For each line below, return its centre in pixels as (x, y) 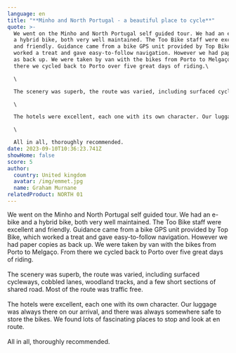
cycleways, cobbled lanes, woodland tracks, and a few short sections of (112, 281)
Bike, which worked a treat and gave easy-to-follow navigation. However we (118, 237)
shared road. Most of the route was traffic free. (75, 289)
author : (19, 168)
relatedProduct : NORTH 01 (45, 195)
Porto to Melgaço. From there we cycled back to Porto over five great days (115, 252)
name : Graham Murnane (45, 188)
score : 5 (20, 162)
